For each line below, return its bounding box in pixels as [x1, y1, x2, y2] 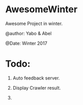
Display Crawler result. [12, 85, 61, 91]
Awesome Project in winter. [5, 20, 63, 27]
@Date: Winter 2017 [5, 40, 48, 46]
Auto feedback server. [12, 75, 60, 81]
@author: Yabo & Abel [5, 30, 52, 36]
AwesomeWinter [5, 4, 78, 15]
